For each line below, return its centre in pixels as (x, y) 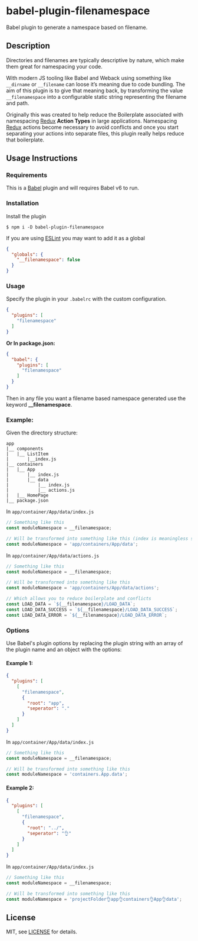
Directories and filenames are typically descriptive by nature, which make (95, 60)
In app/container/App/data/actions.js (53, 555)
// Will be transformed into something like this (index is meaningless (97, 539)
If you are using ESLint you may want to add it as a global (76, 238)
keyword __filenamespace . (39, 404)
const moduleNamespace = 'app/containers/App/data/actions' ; (83, 588)
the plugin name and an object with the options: (64, 650)
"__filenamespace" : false (49, 260)
